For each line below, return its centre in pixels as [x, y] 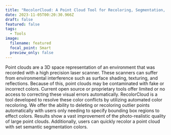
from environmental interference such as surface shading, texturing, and [82, 78]
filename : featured [31, 43]
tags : [11, 29]
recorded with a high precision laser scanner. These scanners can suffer [82, 72]
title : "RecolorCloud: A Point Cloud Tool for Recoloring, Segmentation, [86, 10]
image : [12, 39]
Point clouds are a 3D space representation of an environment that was [80, 67]
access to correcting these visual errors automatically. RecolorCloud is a [81, 94]
